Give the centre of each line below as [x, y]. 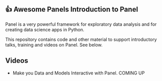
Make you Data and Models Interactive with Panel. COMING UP [78, 73]
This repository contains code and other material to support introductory [81, 39]
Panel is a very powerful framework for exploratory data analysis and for [81, 24]
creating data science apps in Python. [45, 29]
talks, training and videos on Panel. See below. [54, 45]
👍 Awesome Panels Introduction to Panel [72, 9]
